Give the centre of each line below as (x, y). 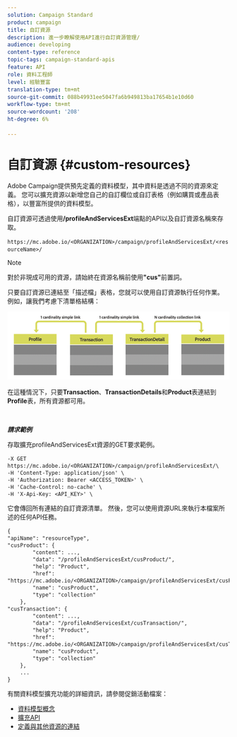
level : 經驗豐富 (29, 82)
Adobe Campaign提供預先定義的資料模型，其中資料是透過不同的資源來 (110, 185)
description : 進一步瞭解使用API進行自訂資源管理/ (74, 37)
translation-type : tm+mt (44, 89)
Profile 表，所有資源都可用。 (48, 401)
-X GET (17, 459)
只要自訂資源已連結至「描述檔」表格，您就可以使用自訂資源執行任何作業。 (115, 292)
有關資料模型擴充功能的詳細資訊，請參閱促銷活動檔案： (87, 693)
